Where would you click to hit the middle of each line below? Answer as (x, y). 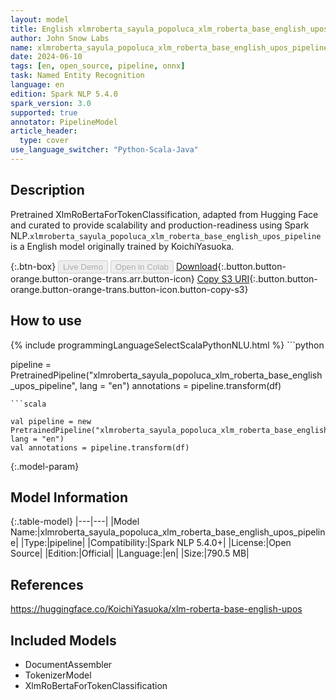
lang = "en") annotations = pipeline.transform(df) (180, 385)
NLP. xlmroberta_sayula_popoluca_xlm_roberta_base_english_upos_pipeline (166, 235)
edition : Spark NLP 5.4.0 (64, 94)
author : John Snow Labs (60, 38)
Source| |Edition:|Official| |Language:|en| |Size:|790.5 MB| (130, 553)
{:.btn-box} (33, 266)
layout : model (40, 19)
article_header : (44, 131)
